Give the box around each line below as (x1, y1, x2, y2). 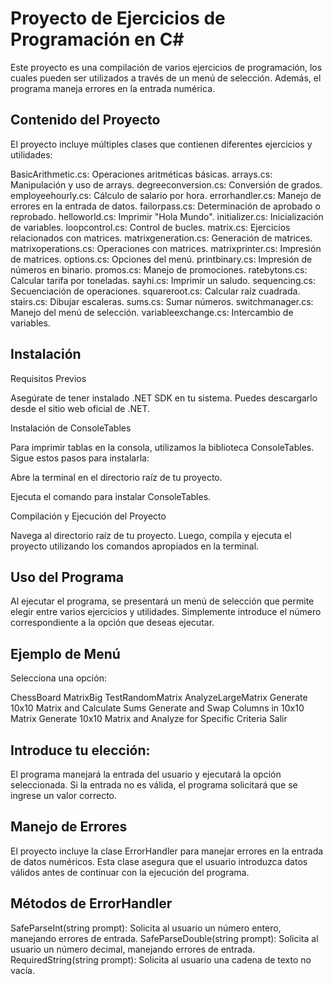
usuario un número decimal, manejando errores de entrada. (10, 943, 256, 955)
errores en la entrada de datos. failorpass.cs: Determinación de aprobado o (10, 200, 321, 212)
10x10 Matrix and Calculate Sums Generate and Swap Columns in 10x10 (10, 702, 305, 714)
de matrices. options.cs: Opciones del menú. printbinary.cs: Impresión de (10, 253, 313, 265)
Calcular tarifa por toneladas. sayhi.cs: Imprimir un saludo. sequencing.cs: (10, 274, 316, 286)
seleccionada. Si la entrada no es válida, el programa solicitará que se (10, 779, 298, 791)
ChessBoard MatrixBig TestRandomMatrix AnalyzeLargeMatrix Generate (10, 692, 308, 704)
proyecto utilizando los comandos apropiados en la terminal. (10, 540, 260, 552)
